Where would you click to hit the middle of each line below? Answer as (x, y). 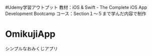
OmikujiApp (30, 34)
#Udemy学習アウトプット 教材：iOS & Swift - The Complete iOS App (76, 7)
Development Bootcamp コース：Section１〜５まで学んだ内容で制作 (76, 13)
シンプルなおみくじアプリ (32, 48)
